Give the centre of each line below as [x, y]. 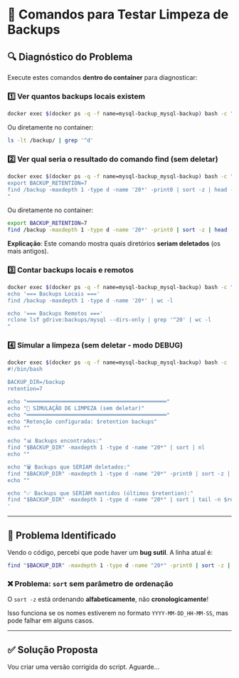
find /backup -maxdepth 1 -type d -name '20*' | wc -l [90, 301]
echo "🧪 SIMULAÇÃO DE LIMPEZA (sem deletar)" [76, 408]
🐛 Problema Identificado [62, 535]
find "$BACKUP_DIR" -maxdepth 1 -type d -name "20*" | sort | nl [106, 448]
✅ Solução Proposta [53, 650]
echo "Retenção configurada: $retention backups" [83, 422]
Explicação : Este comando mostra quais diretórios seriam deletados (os [114, 243]
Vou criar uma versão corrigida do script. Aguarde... [84, 667]
